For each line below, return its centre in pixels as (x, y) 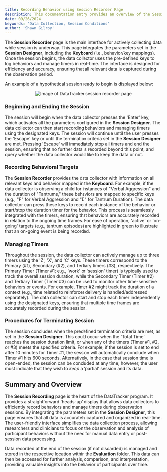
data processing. (39, 439)
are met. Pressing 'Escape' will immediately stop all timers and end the (78, 144)
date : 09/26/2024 (23, 19)
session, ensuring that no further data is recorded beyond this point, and (80, 149)
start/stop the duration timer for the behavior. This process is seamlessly (80, 210)
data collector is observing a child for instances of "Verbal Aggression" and (83, 189)
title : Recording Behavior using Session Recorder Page (64, 10)
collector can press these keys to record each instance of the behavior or (80, 204)
